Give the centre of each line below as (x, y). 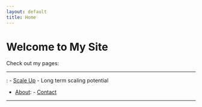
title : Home (21, 17)
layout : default (26, 12)
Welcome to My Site (57, 47)
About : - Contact (36, 92)
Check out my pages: (33, 63)
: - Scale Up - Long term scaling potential (57, 81)
